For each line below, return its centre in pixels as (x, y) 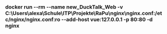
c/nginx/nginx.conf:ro (33, 19)
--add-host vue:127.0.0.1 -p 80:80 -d (107, 19)
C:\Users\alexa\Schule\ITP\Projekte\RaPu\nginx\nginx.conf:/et (83, 13)
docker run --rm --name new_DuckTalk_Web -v (64, 7)
